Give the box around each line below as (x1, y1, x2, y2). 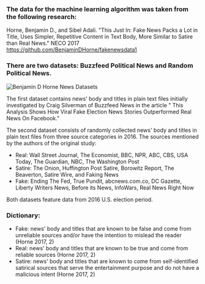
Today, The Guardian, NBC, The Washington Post (15, 158, 140, 165)
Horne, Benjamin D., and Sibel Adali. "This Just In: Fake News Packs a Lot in (6, 26, 198, 34)
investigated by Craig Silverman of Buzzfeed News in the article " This (6, 101, 184, 109)
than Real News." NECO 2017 (6, 39, 80, 47)
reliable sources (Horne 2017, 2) (15, 251, 96, 258)
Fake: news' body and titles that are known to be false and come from (15, 225, 192, 232)
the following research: (6, 12, 77, 21)
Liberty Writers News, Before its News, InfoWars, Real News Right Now (15, 183, 195, 191)
